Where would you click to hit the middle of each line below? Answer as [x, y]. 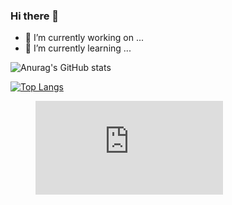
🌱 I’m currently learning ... [78, 48]
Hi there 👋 [35, 16]
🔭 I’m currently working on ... [84, 38]
